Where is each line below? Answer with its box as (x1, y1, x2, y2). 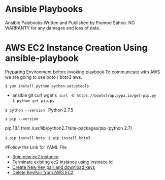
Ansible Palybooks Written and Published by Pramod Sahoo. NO (5, 20, 135, 26)
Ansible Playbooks (5, 3, 83, 15)
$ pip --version (5, 117, 38, 121)
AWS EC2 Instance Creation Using (5, 42, 148, 54)
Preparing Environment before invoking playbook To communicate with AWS (5, 69, 160, 75)
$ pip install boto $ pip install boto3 (5, 135, 90, 141)
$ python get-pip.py (12, 98, 55, 103)
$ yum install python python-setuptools (5, 84, 90, 89)
